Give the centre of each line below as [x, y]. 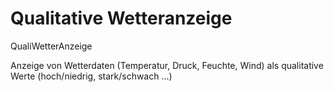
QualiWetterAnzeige [51, 46]
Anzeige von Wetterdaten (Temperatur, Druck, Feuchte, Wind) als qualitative [167, 65]
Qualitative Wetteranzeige [121, 18]
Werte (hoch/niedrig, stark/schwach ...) [91, 76]
